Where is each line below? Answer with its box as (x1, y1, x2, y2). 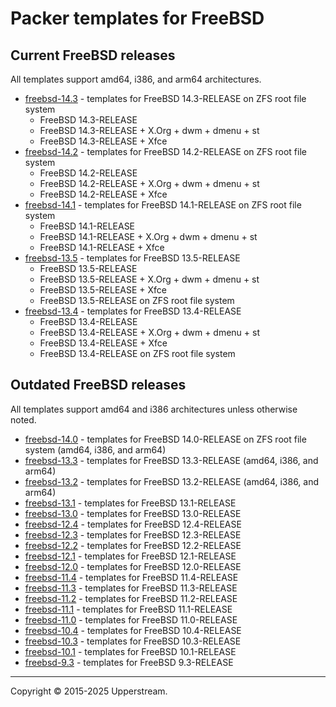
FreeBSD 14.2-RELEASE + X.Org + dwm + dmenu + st (39, 178, 260, 189)
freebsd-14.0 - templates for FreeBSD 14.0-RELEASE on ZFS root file (24, 433, 307, 445)
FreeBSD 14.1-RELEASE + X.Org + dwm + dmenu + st (39, 231, 258, 242)
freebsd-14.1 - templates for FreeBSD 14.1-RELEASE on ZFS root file (24, 199, 302, 211)
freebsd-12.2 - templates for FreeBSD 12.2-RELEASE (24, 539, 242, 551)
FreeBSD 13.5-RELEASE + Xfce (39, 284, 168, 296)
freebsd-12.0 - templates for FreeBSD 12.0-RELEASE (24, 560, 242, 572)
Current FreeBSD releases (10, 47, 176, 64)
